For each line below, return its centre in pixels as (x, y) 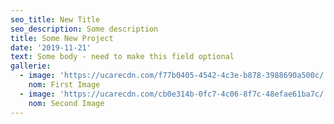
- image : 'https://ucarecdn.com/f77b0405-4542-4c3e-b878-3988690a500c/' (174, 76)
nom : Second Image (66, 103)
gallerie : (31, 66)
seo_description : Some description (84, 29)
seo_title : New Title (55, 19)
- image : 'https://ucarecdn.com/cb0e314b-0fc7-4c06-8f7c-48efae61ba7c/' (174, 94)
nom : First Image (64, 85)
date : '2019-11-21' (51, 47)
